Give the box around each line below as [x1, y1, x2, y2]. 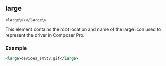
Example [5, 44, 27, 51]
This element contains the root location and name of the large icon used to [5, 26, 161, 32]
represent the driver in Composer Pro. [5, 31, 85, 38]
